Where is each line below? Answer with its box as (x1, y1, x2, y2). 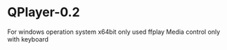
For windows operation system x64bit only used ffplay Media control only (7, 27, 221, 36)
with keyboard (7, 35, 49, 43)
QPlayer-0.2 (7, 4, 80, 20)
